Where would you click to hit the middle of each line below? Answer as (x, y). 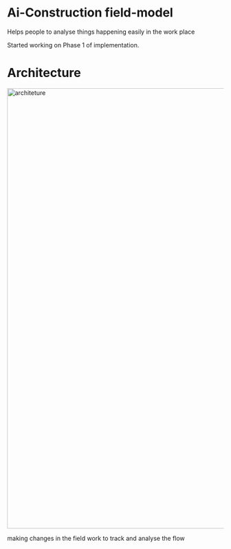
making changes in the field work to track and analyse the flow (96, 538)
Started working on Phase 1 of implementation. (73, 45)
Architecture (44, 73)
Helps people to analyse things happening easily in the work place (101, 32)
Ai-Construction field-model (90, 13)
